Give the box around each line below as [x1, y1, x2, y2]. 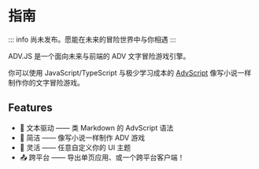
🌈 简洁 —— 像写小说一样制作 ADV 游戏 [19, 133, 146, 142]
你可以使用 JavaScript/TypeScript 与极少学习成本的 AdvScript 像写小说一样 [8, 68, 252, 77]
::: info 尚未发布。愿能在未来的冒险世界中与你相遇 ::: [8, 35, 176, 44]
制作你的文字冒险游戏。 [8, 78, 84, 87]
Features [8, 101, 53, 115]
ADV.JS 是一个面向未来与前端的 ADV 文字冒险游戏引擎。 [8, 51, 191, 61]
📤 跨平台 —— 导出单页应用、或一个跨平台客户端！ [19, 152, 185, 162]
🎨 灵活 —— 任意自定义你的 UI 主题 [19, 142, 131, 152]
